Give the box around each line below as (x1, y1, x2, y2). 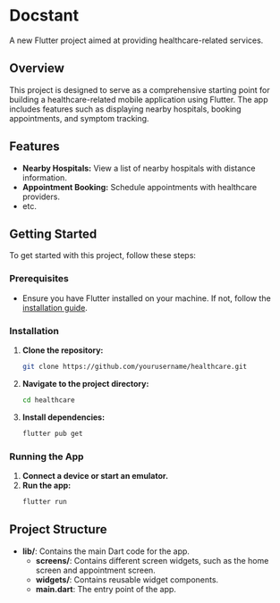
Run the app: (21, 480, 72, 490)
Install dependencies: (21, 412, 106, 423)
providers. (21, 191, 61, 202)
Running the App (9, 450, 84, 463)
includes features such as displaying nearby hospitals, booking (9, 104, 242, 114)
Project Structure (9, 522, 107, 537)
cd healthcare (21, 395, 75, 405)
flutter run (21, 497, 67, 506)
